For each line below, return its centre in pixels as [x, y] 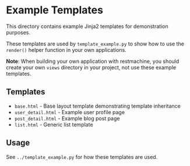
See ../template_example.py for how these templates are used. [82, 157]
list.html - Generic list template [54, 124]
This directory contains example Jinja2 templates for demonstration [87, 26]
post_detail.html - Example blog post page [67, 118]
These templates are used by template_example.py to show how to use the [95, 44]
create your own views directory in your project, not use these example [91, 67]
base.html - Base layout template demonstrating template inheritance [97, 106]
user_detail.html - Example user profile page [70, 112]
